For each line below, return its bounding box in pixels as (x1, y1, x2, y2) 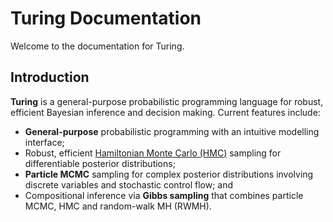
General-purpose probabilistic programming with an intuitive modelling (24, 125, 320, 137)
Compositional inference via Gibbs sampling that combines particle (24, 189, 304, 201)
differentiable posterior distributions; (24, 157, 176, 169)
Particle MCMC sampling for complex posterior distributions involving (24, 168, 314, 180)
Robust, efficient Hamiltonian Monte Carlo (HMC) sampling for (24, 147, 282, 159)
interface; (24, 136, 65, 148)
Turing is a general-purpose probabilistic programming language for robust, (10, 95, 324, 107)
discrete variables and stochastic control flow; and (24, 178, 234, 191)
